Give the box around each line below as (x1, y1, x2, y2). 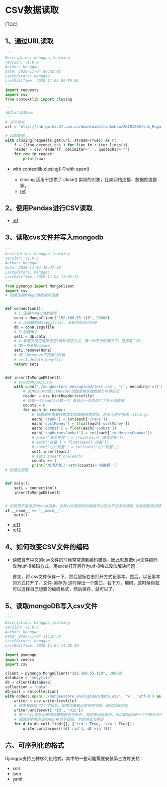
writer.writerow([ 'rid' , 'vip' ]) (14, 707, 83, 713)
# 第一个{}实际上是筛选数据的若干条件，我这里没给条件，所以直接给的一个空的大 (14, 712, 157, 717)
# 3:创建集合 (14, 329, 38, 334)
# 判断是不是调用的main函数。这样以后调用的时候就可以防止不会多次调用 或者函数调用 (5, 503, 158, 508)
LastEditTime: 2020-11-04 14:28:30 (5, 643, 79, 648)
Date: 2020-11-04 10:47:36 (5, 265, 61, 270)
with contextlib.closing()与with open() (12, 166, 90, 172)
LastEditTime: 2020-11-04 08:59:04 (5, 78, 79, 83)
